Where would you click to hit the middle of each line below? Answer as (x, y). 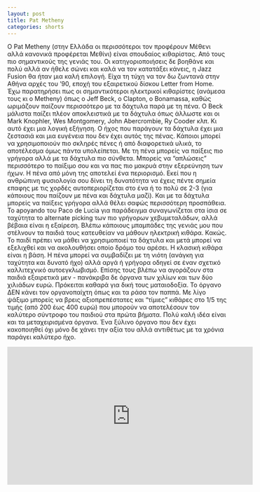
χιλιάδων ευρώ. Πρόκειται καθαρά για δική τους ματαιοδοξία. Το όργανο (115, 285)
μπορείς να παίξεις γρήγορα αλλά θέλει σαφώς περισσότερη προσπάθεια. (117, 203)
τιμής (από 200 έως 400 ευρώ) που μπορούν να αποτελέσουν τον (103, 307)
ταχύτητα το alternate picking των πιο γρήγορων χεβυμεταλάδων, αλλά (112, 218)
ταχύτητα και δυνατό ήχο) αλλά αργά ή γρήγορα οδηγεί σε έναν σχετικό (114, 263)
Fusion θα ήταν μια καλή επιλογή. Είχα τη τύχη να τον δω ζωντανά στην (114, 76)
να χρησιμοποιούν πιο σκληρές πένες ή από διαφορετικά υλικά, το (104, 144)
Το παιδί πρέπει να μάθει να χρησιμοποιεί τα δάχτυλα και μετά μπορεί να (114, 240)
